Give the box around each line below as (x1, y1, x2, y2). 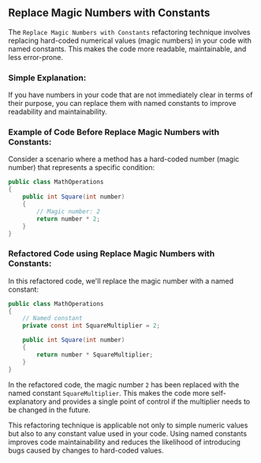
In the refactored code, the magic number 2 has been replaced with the (8, 379, 240, 390)
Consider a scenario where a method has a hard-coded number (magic (8, 154, 240, 164)
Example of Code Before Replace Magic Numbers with (8, 126, 219, 137)
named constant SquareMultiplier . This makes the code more (8, 388, 210, 397)
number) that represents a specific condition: (8, 163, 155, 172)
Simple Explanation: (8, 72, 87, 83)
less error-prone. (8, 52, 63, 62)
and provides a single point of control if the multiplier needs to (48, 397, 251, 406)
